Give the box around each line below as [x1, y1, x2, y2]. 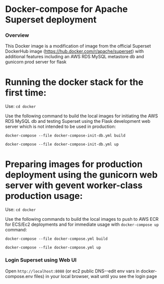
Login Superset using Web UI [5, 257, 77, 264]
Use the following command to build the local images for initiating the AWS [5, 113, 158, 119]
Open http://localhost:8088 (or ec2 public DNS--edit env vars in [5, 268, 140, 274]
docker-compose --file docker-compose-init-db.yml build [5, 133, 126, 138]
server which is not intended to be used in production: [5, 123, 116, 130]
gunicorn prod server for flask [5, 59, 67, 65]
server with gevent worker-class [5, 180, 143, 191]
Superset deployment [5, 14, 97, 25]
